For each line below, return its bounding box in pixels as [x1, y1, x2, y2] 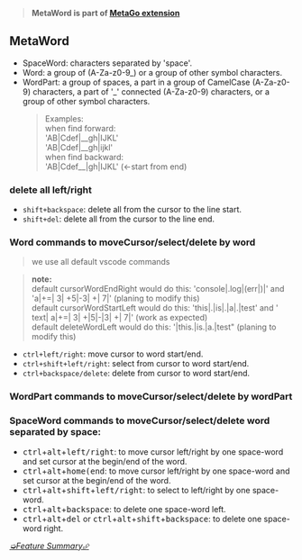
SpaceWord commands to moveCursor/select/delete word [9, 414, 270, 427]
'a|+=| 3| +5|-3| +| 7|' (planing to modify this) [31, 293, 200, 304]
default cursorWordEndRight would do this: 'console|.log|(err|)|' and [31, 284, 285, 294]
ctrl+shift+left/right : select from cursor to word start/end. [22, 358, 250, 369]
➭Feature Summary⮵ [9, 540, 89, 551]
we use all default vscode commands [31, 257, 170, 267]
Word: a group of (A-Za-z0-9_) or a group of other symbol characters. [22, 67, 283, 77]
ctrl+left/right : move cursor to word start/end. [22, 348, 204, 359]
